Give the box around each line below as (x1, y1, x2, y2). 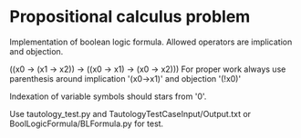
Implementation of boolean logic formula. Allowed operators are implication (9, 36, 293, 47)
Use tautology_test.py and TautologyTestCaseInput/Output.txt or (9, 108, 252, 119)
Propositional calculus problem (9, 6, 251, 27)
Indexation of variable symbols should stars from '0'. (9, 91, 207, 102)
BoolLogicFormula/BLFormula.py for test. (9, 118, 164, 129)
